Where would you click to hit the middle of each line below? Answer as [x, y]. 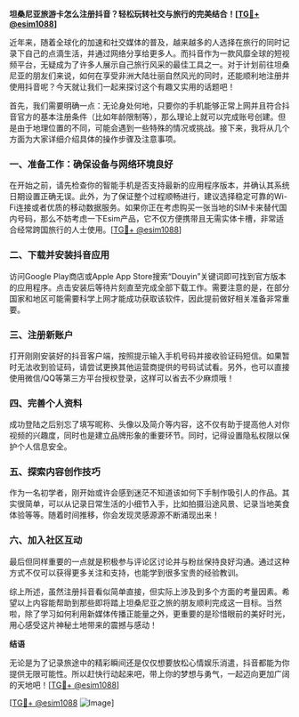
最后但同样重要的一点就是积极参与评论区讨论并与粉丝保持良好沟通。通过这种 [149, 561]
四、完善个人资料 [46, 403]
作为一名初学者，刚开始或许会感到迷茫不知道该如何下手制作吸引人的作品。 [145, 493]
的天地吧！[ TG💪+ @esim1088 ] [65, 685]
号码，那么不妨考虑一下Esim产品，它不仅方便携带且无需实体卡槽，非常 [146, 219]
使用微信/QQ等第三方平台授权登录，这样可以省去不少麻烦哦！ [122, 378]
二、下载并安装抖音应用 [59, 255]
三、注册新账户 [41, 334]
